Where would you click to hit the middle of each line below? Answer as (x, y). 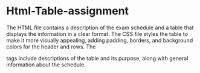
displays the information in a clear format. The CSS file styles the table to (97, 34)
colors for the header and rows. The (51, 47)
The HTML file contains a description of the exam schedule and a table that (100, 28)
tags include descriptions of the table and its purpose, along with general (97, 58)
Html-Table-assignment (67, 11)
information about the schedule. (46, 65)
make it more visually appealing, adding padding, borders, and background (100, 40)
